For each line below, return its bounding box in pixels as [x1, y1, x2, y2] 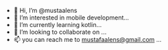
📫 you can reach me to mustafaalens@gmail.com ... [13, 36, 162, 43]
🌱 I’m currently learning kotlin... [13, 21, 102, 28]
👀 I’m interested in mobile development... [13, 14, 129, 22]
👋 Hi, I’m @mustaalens [13, 7, 77, 14]
